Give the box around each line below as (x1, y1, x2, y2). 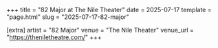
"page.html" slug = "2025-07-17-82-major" (6, 13, 130, 21)
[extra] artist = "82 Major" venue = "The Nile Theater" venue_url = (6, 26, 194, 34)
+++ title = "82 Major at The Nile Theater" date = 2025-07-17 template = (6, 6, 212, 14)
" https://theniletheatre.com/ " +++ (6, 33, 102, 41)
